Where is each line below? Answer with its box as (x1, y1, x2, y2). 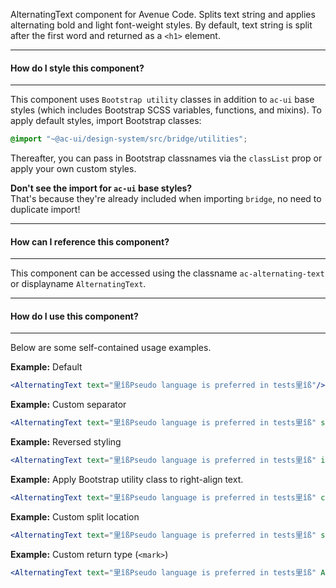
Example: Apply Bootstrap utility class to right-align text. (10, 474, 244, 486)
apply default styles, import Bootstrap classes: (10, 115, 202, 127)
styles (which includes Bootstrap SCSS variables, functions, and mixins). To (10, 104, 322, 116)
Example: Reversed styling (10, 436, 122, 448)
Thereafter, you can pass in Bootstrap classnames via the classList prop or (10, 152, 323, 164)
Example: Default (10, 361, 83, 373)
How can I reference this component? (10, 235, 170, 248)
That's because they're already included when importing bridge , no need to (10, 193, 322, 205)
